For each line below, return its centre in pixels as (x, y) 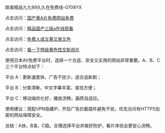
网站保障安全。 (29, 115)
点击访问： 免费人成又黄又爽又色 (38, 39)
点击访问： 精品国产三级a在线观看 (39, 28)
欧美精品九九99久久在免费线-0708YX (43, 7)
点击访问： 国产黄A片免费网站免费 (39, 18)
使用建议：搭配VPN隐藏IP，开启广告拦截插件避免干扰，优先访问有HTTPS (80, 109)
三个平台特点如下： (25, 66)
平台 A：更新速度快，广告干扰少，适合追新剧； (53, 77)
